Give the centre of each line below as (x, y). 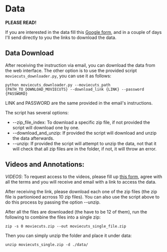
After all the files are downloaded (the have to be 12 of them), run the (76, 212)
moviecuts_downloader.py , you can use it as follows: (58, 76)
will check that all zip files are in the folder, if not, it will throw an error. (84, 149)
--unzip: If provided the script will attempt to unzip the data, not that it (84, 143)
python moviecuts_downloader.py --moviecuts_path (58, 85)
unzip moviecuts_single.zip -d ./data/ (47, 245)
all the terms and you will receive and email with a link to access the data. (81, 182)
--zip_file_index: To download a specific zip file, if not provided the (81, 122)
